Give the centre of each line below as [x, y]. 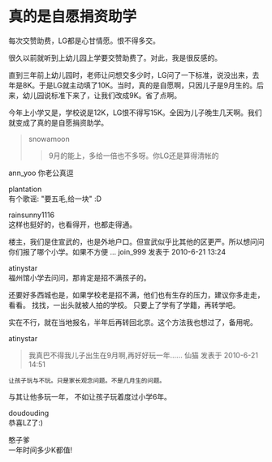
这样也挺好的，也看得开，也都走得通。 [72, 225]
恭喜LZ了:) [26, 422]
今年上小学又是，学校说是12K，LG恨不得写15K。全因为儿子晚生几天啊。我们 [135, 112]
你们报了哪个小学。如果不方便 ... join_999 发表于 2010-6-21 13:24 [117, 251]
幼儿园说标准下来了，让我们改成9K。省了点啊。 [102, 95]
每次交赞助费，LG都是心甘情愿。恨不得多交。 [84, 41]
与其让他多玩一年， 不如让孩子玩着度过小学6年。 [90, 396]
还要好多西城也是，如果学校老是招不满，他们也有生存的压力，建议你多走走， [136, 295]
